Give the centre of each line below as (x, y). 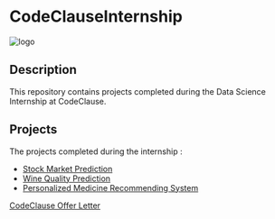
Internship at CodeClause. (58, 101)
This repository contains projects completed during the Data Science (138, 91)
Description (43, 70)
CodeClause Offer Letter (55, 205)
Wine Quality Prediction (66, 178)
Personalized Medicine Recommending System (110, 187)
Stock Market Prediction (67, 169)
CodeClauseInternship (96, 17)
